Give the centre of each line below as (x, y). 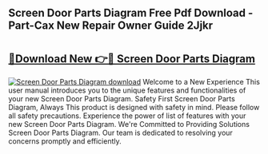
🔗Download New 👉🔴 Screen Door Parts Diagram (132, 59)
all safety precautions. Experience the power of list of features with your (127, 116)
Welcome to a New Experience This (201, 82)
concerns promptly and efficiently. (65, 141)
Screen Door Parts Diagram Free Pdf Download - (131, 13)
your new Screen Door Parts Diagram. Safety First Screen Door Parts (122, 99)
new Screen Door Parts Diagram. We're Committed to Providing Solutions (129, 124)
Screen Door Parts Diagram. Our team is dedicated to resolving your (121, 132)
